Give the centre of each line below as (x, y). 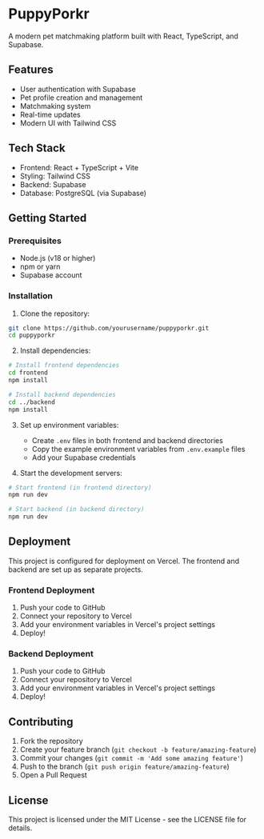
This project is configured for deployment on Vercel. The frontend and (124, 561)
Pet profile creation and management (81, 98)
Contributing (41, 722)
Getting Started (48, 218)
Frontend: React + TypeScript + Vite (79, 167)
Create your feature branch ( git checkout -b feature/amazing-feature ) (138, 749)
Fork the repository (52, 741)
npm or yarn (40, 267)
